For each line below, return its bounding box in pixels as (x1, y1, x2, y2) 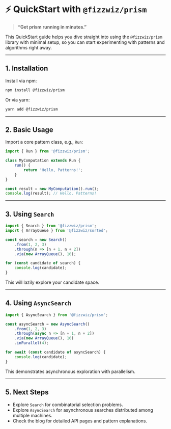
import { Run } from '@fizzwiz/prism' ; (5, 149, 90, 154)
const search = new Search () (5, 237, 67, 242)
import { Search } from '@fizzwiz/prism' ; (5, 223, 97, 229)
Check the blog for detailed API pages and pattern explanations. (12, 418, 148, 424)
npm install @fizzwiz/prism (5, 87, 65, 93)
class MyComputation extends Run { (5, 158, 81, 163)
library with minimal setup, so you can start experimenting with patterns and (5, 39, 165, 45)
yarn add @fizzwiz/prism (5, 106, 58, 112)
